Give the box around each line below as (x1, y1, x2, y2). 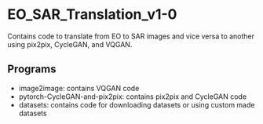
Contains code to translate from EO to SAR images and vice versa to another (7, 31, 255, 41)
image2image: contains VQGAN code (18, 83, 140, 93)
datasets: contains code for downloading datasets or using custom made (18, 100, 255, 109)
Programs (7, 63, 57, 76)
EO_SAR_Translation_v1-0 (7, 5, 177, 24)
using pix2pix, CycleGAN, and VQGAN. (7, 39, 133, 49)
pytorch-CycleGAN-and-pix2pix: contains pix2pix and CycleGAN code (18, 92, 247, 101)
